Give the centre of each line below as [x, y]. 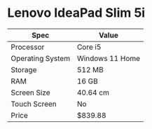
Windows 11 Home [109, 58]
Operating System [41, 58]
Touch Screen [34, 104]
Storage [24, 69]
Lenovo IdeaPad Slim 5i [76, 13]
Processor [28, 47]
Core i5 [89, 47]
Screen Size [30, 93]
